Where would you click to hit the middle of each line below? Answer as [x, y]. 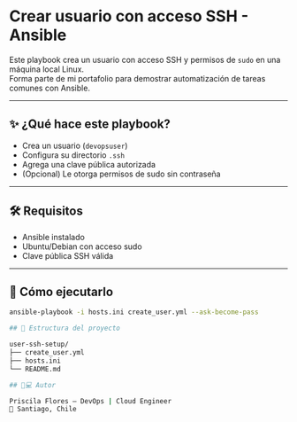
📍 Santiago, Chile [43, 410]
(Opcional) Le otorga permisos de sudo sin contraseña [121, 174]
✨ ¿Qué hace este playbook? [90, 125]
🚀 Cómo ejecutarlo [61, 291]
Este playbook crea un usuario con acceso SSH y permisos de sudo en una [145, 59]
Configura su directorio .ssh [73, 155]
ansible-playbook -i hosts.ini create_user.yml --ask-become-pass [134, 312]
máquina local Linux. [47, 69]
